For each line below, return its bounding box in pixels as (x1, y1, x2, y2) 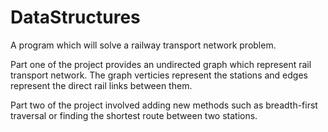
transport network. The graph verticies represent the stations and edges (10, 69, 308, 81)
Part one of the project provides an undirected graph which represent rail (10, 58, 312, 70)
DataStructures (10, 6, 141, 29)
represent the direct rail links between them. (10, 79, 193, 91)
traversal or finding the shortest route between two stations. (10, 109, 258, 121)
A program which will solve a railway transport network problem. (10, 39, 277, 51)
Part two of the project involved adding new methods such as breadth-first (10, 99, 318, 111)
